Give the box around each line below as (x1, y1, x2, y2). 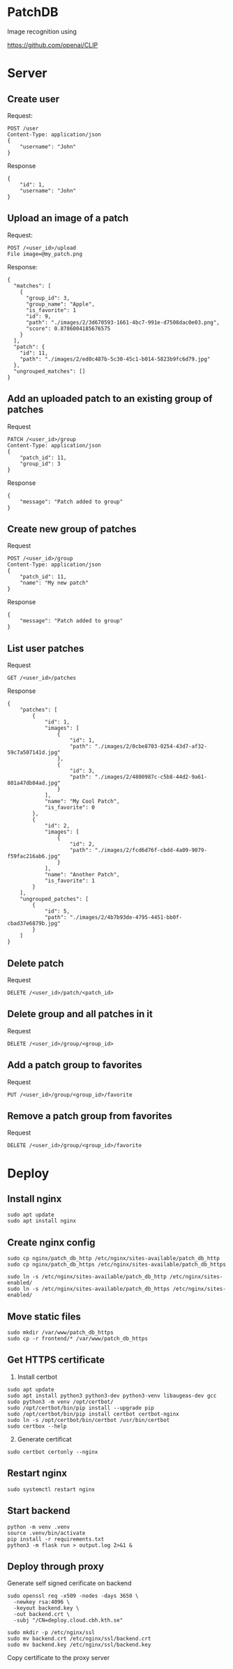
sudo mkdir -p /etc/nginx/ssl (7, 1629, 96, 1636)
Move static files (7, 1310, 82, 1322)
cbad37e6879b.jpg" (7, 920, 61, 927)
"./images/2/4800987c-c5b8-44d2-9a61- (94, 774, 208, 781)
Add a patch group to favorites (7, 1059, 143, 1071)
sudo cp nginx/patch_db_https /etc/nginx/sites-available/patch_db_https (7, 1261, 227, 1268)
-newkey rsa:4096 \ (13, 1599, 70, 1606)
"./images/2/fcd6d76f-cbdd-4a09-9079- (94, 847, 208, 854)
